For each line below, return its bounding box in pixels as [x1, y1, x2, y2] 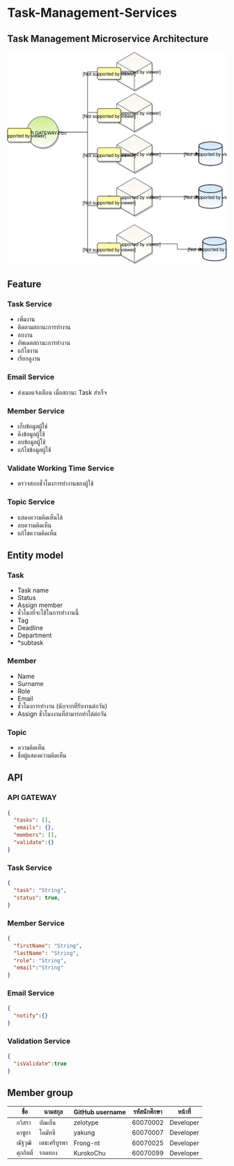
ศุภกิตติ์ [16, 1149, 33, 1157]
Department [17, 631, 52, 640]
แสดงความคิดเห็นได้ [17, 513, 63, 521]
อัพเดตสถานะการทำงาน [17, 339, 71, 347]
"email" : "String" [13, 964, 64, 972]
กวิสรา [16, 1118, 31, 1126]
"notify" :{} [13, 1012, 49, 1019]
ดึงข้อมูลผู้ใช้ [17, 430, 45, 438]
